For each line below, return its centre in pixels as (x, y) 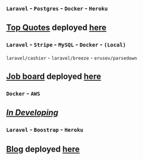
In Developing (32, 113)
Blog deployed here (43, 149)
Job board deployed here (54, 76)
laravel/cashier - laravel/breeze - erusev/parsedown (71, 57)
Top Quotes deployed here (56, 28)
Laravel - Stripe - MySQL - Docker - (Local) (66, 45)
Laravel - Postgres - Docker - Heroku (57, 8)
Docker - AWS (23, 93)
